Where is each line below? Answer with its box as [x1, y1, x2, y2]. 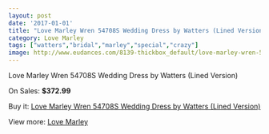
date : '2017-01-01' [8, 19, 74, 27]
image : [8, 49, 30, 57]
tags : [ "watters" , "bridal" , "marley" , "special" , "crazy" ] [8, 41, 199, 49]
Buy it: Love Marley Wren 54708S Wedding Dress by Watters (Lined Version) [8, 101, 261, 111]
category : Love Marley [8, 33, 84, 42]
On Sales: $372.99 [8, 86, 71, 96]
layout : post [8, 11, 52, 20]
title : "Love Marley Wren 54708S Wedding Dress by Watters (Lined [8, 26, 235, 34]
